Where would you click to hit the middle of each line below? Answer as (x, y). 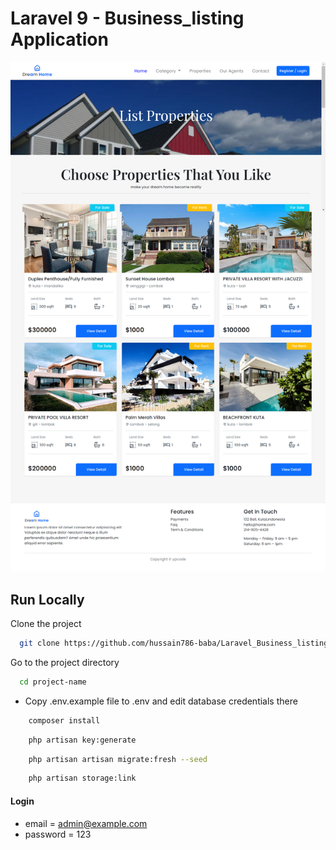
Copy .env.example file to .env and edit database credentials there (161, 701)
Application (59, 39)
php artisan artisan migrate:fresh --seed (118, 759)
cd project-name (53, 682)
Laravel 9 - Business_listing (127, 18)
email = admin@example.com (86, 823)
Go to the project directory (65, 662)
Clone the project (46, 624)
